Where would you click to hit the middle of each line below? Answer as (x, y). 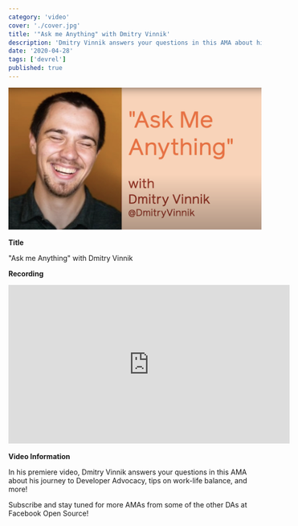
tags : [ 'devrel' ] (37, 60)
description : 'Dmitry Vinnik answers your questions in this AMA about (131, 43)
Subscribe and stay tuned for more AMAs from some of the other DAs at (128, 504)
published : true (35, 68)
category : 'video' (39, 17)
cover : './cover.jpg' (45, 25)
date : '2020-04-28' (41, 51)
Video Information (39, 456)
